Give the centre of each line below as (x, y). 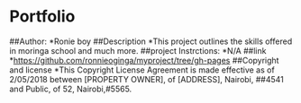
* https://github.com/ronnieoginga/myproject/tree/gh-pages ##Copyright (144, 60)
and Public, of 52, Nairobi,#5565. (71, 89)
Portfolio (42, 17)
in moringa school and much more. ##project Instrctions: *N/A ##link (138, 50)
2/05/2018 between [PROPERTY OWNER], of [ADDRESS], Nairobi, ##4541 (146, 79)
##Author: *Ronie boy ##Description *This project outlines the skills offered (151, 41)
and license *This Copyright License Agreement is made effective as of (142, 70)
